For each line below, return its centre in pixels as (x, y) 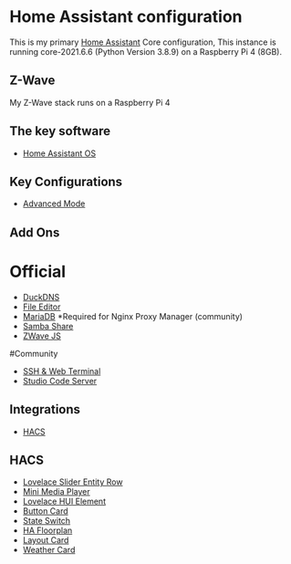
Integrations (45, 409)
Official (38, 272)
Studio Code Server (60, 381)
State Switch (47, 521)
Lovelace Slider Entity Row (73, 482)
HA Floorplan (47, 530)
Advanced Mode (54, 204)
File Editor (42, 307)
